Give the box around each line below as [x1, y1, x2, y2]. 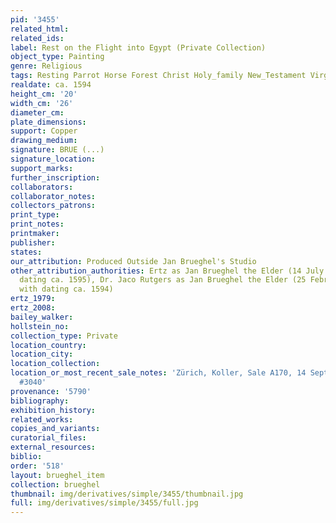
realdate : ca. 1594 [10, 80, 92, 90]
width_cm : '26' [10, 98, 74, 108]
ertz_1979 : [10, 294, 56, 304]
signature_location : [10, 154, 97, 164]
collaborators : [10, 182, 74, 192]
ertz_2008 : [10, 303, 56, 313]
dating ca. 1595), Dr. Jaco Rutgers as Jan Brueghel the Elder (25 [19, 275, 307, 285]
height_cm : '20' [10, 89, 78, 99]
